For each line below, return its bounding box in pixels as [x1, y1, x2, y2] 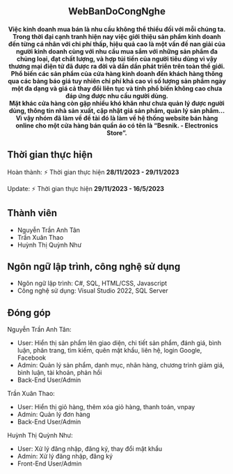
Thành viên [7, 207, 58, 219]
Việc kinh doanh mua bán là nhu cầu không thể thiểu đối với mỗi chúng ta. [8, 24, 226, 33]
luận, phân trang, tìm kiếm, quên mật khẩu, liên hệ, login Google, [17, 346, 202, 355]
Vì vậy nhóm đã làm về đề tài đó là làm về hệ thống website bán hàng [15, 114, 218, 122]
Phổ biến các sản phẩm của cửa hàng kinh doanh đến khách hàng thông [10, 69, 223, 77]
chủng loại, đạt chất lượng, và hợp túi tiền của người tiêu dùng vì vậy [16, 54, 218, 63]
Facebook [17, 353, 47, 362]
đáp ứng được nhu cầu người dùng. [65, 91, 169, 100]
